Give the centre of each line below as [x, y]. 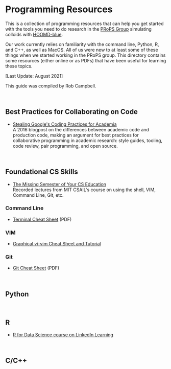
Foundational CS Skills [42, 172]
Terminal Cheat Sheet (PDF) [42, 219]
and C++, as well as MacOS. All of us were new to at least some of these [82, 50]
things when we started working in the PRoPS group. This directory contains [86, 55]
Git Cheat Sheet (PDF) [36, 268]
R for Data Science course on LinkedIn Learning [63, 335]
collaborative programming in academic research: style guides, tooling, [87, 140]
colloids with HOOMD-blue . [34, 34]
